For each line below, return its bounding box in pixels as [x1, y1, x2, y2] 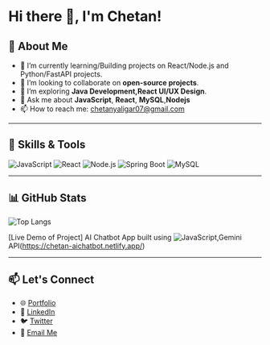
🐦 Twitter [19, 316, 54, 326]
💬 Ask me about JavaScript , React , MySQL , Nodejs [19, 95, 190, 104]
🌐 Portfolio [19, 298, 56, 308]
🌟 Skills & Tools [8, 138, 86, 152]
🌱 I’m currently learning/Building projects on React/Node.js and [19, 60, 229, 70]
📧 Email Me [19, 328, 58, 338]
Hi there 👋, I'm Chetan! [8, 7, 162, 26]
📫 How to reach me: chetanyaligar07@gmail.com [19, 104, 185, 114]
